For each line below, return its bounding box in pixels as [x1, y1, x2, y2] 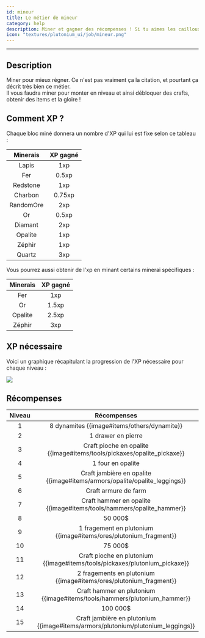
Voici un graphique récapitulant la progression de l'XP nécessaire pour [6, 358, 184, 365]
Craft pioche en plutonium [79, 551, 154, 560]
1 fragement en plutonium [79, 524, 154, 532]
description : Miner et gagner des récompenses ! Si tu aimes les [6, 26, 176, 32]
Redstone [13, 181, 41, 189]
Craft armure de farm [85, 486, 146, 495]
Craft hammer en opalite [81, 496, 151, 505]
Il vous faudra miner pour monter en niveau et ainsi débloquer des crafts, [6, 89, 190, 97]
